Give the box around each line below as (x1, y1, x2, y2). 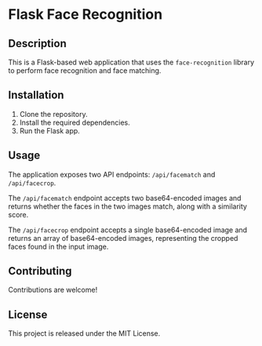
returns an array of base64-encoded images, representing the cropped (8, 233, 238, 242)
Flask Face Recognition (8, 5, 163, 24)
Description (8, 37, 67, 50)
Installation (8, 89, 64, 102)
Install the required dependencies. (19, 118, 131, 127)
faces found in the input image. (8, 242, 109, 251)
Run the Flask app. (19, 126, 80, 135)
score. (8, 209, 29, 219)
